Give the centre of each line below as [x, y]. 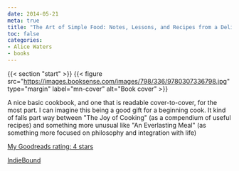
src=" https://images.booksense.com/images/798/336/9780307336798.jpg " [118, 81]
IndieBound [24, 160]
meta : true [23, 21]
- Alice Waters [30, 47]
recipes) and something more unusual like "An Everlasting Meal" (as [107, 125]
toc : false [23, 34]
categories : [25, 40]
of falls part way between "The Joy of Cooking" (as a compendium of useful [119, 117]
